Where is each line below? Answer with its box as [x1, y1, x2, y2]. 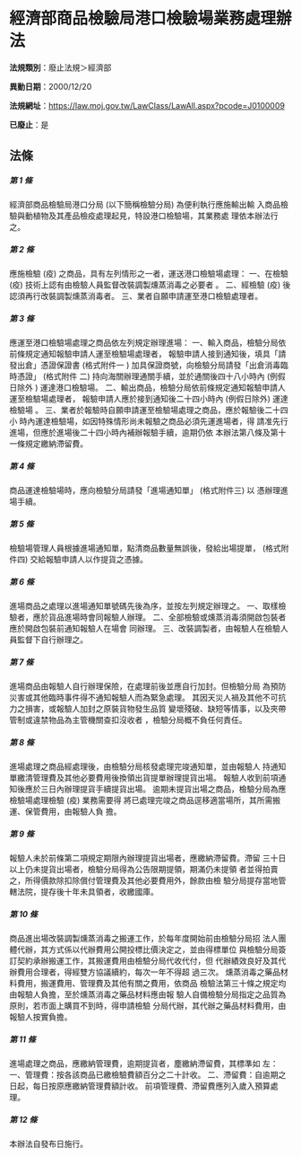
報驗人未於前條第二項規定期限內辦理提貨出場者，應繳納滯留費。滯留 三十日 [9, 852, 287, 863]
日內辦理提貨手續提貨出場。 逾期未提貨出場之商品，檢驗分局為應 [47, 783, 287, 795]
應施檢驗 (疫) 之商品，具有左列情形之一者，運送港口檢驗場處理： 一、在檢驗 [9, 269, 289, 279]
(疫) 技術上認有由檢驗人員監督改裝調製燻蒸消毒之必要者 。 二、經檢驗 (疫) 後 [9, 279, 291, 290]
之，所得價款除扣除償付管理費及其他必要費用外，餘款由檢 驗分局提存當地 [9, 875, 279, 886]
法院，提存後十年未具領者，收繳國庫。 [16, 887, 159, 897]
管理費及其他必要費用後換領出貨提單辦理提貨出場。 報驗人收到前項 [32, 773, 279, 783]
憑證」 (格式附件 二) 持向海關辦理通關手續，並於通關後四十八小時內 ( [16, 371, 271, 382]
